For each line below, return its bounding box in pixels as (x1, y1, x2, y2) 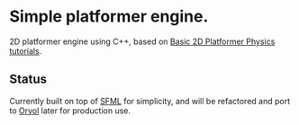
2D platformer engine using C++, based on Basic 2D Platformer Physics (9, 36, 276, 47)
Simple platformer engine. (9, 6, 209, 27)
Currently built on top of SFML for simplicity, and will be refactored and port (9, 95, 291, 106)
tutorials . (9, 45, 42, 56)
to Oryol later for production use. (9, 105, 131, 116)
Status (9, 72, 48, 87)
